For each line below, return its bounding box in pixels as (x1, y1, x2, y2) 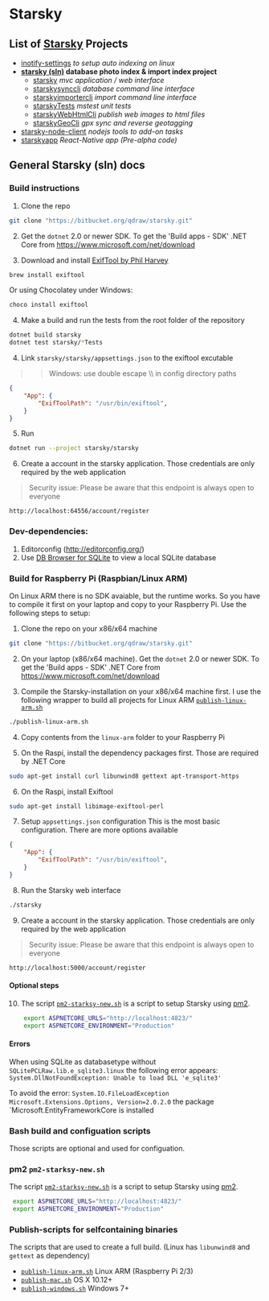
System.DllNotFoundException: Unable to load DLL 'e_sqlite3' (9, 1074, 222, 1082)
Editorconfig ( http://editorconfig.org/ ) (20, 544, 145, 554)
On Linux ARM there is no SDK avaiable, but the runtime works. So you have (9, 591, 261, 601)
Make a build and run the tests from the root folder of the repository (20, 316, 246, 325)
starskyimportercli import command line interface (32, 93, 198, 101)
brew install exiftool (9, 271, 85, 279)
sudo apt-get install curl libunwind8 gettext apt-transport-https (9, 772, 240, 780)
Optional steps (9, 981, 59, 990)
